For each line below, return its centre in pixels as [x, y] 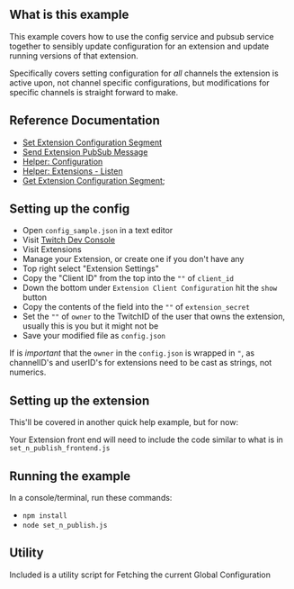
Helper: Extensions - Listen [72, 171]
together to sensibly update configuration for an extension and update [139, 46]
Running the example [70, 476]
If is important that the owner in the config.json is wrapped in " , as [132, 353]
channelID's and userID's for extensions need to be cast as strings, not [141, 363]
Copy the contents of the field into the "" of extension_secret [136, 307]
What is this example [69, 15]
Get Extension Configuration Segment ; [94, 180]
